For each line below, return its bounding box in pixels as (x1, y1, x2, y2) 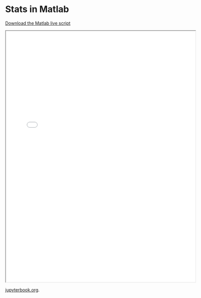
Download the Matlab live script (5, 20, 71, 26)
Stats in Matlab (5, 4, 69, 15)
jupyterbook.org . (5, 286, 40, 292)
